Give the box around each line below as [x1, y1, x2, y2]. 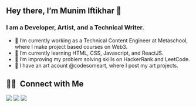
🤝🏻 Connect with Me [6, 79, 84, 89]
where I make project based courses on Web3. [14, 43, 128, 50]
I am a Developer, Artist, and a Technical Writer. [6, 24, 145, 32]
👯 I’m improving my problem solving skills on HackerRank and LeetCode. [14, 55, 191, 62]
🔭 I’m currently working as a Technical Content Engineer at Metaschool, [14, 36, 188, 44]
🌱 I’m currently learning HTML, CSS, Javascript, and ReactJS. [14, 49, 164, 56]
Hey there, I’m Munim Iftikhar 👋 [6, 6, 121, 16]
